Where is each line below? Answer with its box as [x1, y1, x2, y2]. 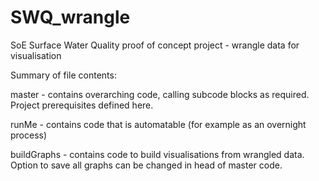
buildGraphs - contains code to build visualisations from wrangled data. [10, 148, 305, 160]
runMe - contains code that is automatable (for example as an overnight [10, 118, 307, 130]
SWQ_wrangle [10, 6, 131, 29]
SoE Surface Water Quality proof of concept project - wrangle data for [10, 39, 300, 51]
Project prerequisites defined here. [10, 99, 154, 111]
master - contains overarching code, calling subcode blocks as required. [10, 88, 310, 100]
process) [10, 129, 48, 141]
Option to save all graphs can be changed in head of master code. [10, 159, 283, 171]
